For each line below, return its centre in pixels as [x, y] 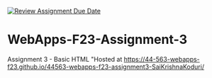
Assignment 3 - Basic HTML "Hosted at [65, 59]
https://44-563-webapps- [162, 59]
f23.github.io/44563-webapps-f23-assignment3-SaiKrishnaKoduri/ [106, 67]
